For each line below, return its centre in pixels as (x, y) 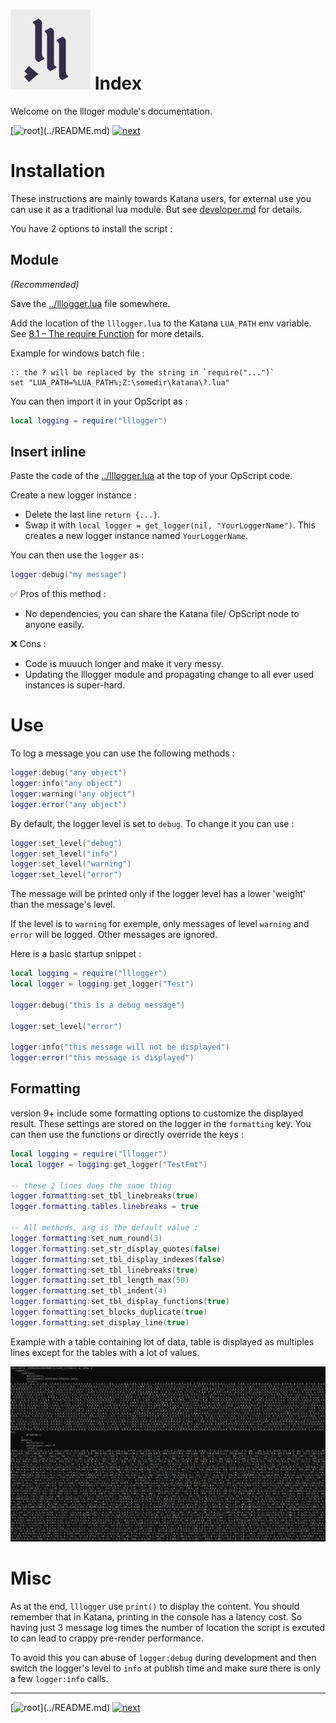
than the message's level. (63, 905)
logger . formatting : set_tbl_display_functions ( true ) (120, 1302)
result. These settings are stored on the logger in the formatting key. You (161, 1123)
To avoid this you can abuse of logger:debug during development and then (163, 1658)
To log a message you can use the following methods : (122, 753)
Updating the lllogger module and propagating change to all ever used (169, 675)
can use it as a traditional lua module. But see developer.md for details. (156, 209)
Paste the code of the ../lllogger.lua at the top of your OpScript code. (151, 476)
